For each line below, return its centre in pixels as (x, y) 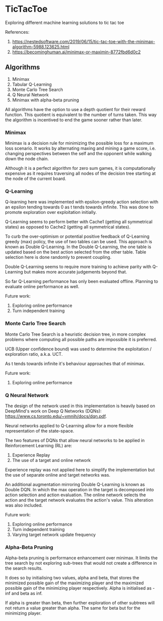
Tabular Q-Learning (32, 84)
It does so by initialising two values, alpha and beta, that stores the (72, 578)
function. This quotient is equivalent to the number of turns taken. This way (81, 115)
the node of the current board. (36, 179)
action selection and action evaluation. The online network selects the (75, 495)
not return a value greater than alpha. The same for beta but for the (73, 608)
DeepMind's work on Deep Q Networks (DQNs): (53, 411)
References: (17, 32)
